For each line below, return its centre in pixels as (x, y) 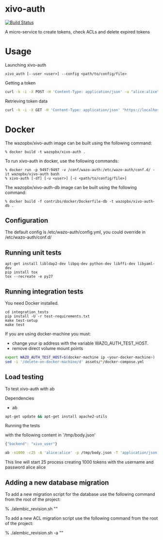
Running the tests (23, 426)
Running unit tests (33, 253)
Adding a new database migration (57, 482)
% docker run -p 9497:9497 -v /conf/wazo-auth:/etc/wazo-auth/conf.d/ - (80, 170)
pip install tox (21, 272)
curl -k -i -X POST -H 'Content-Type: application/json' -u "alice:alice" (82, 92)
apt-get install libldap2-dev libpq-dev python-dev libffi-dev (70, 264)
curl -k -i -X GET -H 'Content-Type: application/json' (63, 110)
